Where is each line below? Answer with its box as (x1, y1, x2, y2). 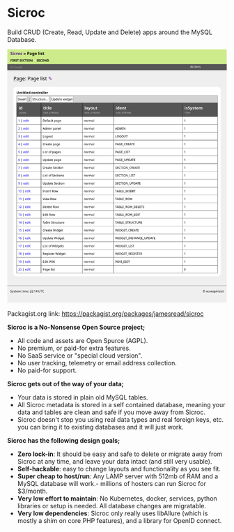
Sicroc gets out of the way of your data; (7, 380, 124, 388)
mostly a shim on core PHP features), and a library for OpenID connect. (17, 517, 222, 525)
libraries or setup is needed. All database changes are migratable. (17, 502, 207, 510)
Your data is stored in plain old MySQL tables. (17, 393, 148, 402)
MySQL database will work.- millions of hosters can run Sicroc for (17, 480, 207, 488)
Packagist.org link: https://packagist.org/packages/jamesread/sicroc (7, 310, 204, 318)
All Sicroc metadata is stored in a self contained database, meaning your (17, 401, 226, 409)
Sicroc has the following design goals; (7, 436, 120, 445)
